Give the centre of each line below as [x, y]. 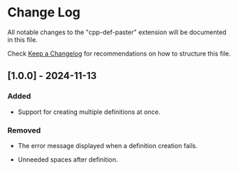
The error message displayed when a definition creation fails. [108, 145]
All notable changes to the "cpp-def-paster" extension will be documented [117, 32]
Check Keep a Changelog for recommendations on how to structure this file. [119, 53]
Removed [24, 130]
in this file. [22, 39]
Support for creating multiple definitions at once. [89, 112]
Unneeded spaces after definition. [68, 159]
